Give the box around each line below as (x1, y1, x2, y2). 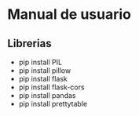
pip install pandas (18, 91, 76, 100)
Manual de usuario (7, 5, 131, 24)
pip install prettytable (18, 100, 88, 108)
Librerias (7, 37, 52, 50)
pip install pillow (18, 66, 71, 75)
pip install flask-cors (18, 82, 85, 92)
